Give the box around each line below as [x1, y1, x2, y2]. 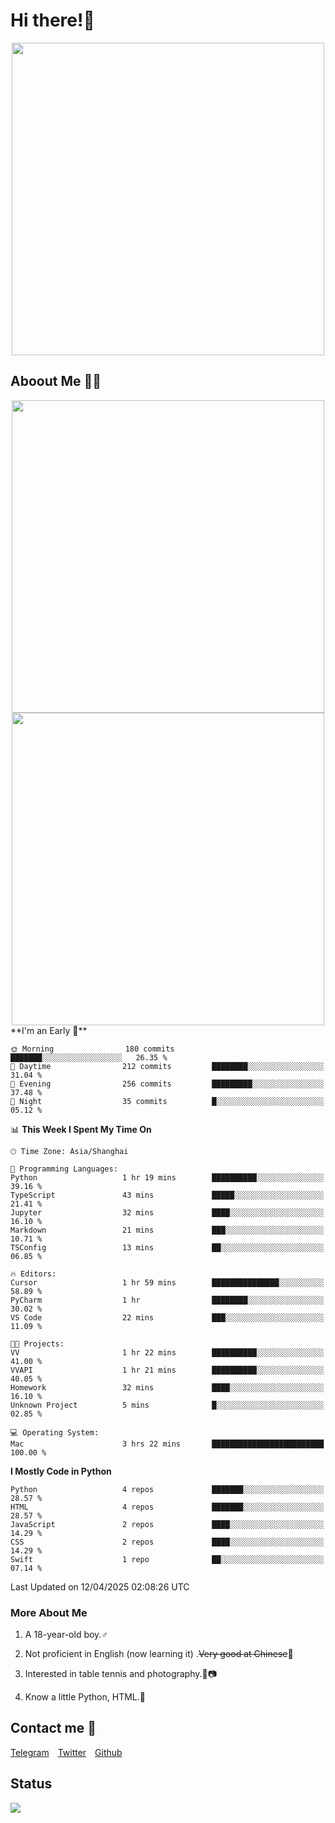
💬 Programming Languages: [10, 1164, 118, 1174]
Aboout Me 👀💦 [10, 373, 102, 390]
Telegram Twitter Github [10, 1746, 123, 1758]
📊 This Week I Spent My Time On [10, 1123, 152, 1135]
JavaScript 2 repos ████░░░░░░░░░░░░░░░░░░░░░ [10, 1519, 325, 1529]
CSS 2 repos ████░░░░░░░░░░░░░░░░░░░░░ [10, 1537, 325, 1547]
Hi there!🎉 [10, 9, 95, 32]
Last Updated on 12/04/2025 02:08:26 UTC [10, 1580, 190, 1593]
